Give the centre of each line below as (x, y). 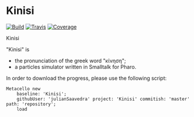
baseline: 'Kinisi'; (42, 94)
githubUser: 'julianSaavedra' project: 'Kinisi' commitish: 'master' (103, 99)
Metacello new (23, 88)
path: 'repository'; (31, 104)
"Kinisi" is (18, 49)
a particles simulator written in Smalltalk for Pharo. (75, 67)
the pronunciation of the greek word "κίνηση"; (70, 61)
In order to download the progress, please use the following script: (86, 78)
